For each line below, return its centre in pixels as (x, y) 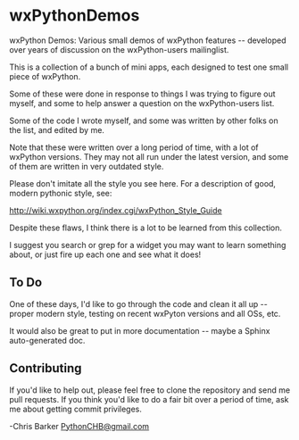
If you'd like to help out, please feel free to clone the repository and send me (150, 390)
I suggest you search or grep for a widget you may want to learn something (148, 245)
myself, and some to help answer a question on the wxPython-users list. (142, 103)
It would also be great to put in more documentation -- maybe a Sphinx (140, 330)
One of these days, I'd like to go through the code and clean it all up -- (138, 303)
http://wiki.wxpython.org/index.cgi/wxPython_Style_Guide (116, 210)
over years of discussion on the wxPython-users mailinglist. (119, 49)
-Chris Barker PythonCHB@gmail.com (79, 426)
